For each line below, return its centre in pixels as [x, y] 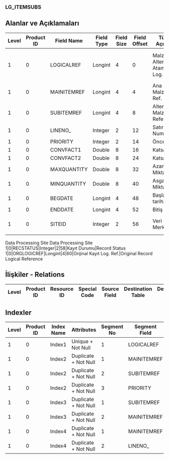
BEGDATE [62, 198]
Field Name [69, 40]
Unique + [82, 342]
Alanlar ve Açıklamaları [42, 23]
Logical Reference [24, 259]
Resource [62, 289]
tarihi [159, 201]
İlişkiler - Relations [35, 275]
